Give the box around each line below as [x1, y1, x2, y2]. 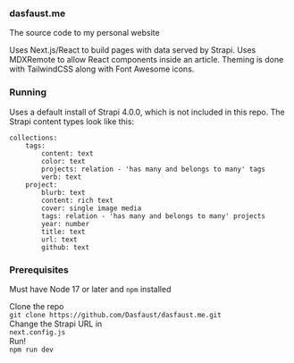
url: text [41, 235, 78, 244]
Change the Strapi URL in [9, 318, 103, 329]
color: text [41, 156, 87, 165]
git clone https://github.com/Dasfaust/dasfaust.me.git [9, 310, 222, 319]
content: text [41, 148, 94, 158]
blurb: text [41, 188, 87, 197]
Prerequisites [9, 263, 69, 275]
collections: [9, 133, 58, 142]
